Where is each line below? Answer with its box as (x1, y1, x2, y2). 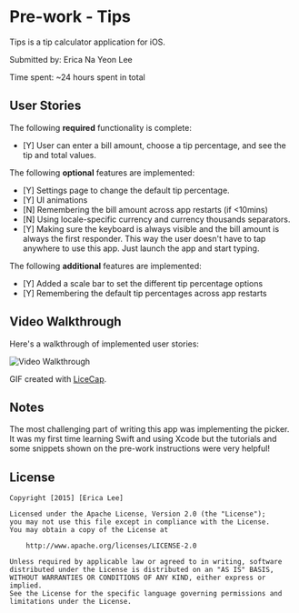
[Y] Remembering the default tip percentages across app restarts (22, 287, 267, 298)
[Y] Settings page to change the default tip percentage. (22, 185, 230, 196)
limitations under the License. (9, 598, 132, 607)
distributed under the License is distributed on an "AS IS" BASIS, (9, 566, 274, 575)
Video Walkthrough (9, 314, 122, 329)
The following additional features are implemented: (9, 260, 202, 271)
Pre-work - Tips (9, 6, 132, 27)
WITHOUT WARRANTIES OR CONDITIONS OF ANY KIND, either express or (9, 573, 266, 583)
